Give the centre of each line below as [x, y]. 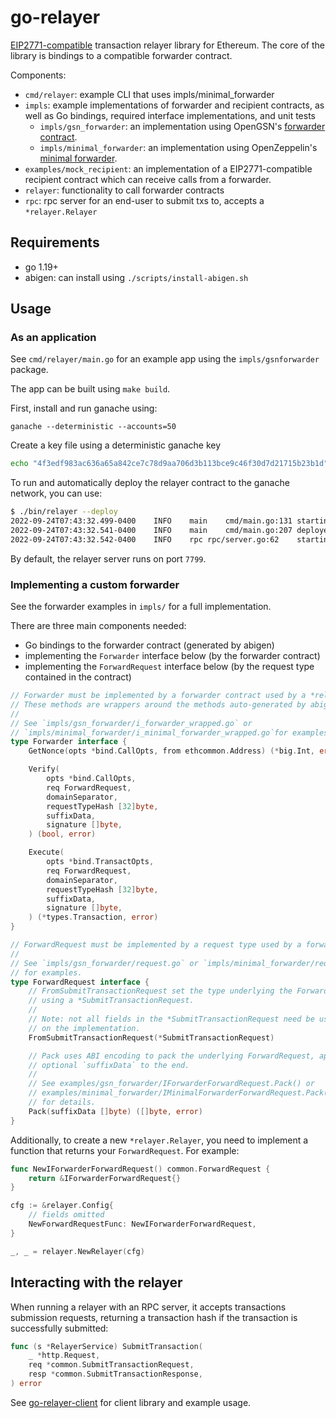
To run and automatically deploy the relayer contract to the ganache [150, 483]
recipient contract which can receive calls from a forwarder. [148, 179]
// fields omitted [66, 1215]
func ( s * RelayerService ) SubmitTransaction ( [106, 1346]
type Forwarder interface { [69, 742]
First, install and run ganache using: [84, 408]
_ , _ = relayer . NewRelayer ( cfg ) [77, 1251]
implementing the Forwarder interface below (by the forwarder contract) [172, 656]
